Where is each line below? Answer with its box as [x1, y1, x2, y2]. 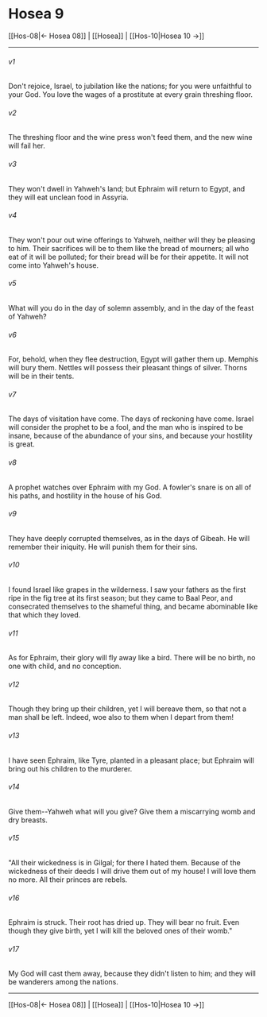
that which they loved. [8, 609, 81, 620]
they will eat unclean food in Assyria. [8, 192, 129, 202]
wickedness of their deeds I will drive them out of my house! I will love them [8, 866, 257, 876]
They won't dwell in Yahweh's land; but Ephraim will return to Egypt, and [8, 184, 246, 193]
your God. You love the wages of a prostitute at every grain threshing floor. [8, 90, 253, 99]
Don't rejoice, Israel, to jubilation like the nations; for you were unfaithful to [8, 81, 252, 91]
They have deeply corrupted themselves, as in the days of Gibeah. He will [8, 533, 250, 543]
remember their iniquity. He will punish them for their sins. [8, 542, 198, 551]
